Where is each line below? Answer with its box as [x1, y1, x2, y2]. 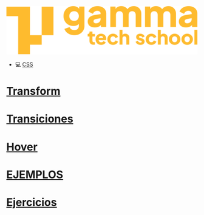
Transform [6, 84, 61, 98]
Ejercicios [6, 195, 57, 209]
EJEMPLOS [6, 168, 64, 182]
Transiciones [6, 112, 74, 126]
